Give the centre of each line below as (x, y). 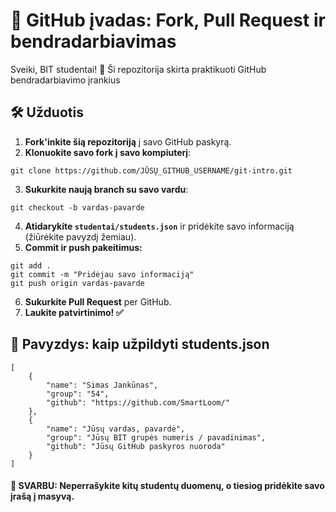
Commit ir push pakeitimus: (83, 247)
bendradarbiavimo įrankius (65, 80)
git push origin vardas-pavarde (77, 283)
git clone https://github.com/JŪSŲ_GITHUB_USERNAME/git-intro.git (151, 170)
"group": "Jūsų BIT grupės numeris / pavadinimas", (156, 437)
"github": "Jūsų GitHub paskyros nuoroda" (136, 446)
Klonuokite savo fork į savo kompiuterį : (108, 152)
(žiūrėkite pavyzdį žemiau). (80, 236)
